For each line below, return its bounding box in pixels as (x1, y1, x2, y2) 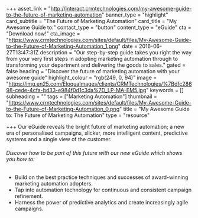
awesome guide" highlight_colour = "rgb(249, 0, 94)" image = (6, 74, 157, 81)
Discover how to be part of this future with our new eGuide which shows (6, 149, 183, 156)
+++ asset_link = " (6, 5, 51, 12)
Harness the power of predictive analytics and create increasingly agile (14, 199, 189, 206)
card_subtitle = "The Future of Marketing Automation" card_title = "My (6, 18, 177, 24)
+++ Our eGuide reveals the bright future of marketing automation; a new (6, 123, 185, 130)
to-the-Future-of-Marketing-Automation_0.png (6, 106, 120, 112)
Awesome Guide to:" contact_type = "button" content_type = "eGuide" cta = (6, 24, 191, 31)
